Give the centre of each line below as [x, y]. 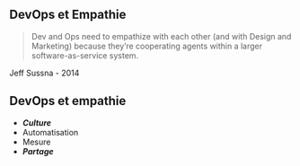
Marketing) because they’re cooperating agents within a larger [147, 46]
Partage [38, 151]
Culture [37, 122]
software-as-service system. [85, 55]
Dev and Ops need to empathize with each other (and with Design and [161, 36]
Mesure [36, 142]
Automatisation [50, 132]
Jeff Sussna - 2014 [44, 73]
